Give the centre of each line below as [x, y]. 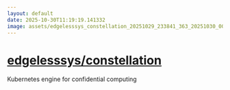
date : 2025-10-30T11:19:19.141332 [56, 20]
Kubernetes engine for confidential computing [72, 79]
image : [16, 26]
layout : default [30, 13]
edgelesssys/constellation [85, 60]
